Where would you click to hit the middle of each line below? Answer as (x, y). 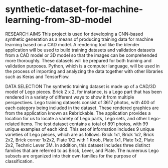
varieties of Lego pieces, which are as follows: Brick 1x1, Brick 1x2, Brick (80, 134)
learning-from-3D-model (58, 20)
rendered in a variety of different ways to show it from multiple (70, 97)
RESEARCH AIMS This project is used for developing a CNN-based (74, 34)
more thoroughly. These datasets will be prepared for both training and (78, 60)
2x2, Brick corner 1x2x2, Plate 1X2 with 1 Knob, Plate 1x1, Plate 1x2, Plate (80, 140)
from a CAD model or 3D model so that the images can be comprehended (81, 55)
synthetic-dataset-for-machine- (74, 9)
